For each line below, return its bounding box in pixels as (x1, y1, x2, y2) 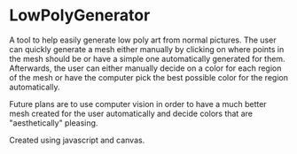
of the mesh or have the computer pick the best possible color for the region (9, 72, 288, 82)
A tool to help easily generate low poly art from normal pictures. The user (9, 35, 277, 45)
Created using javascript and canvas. (9, 135, 145, 145)
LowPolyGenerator (9, 5, 151, 26)
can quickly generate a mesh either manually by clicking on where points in (9, 43, 285, 54)
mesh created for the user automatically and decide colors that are (9, 108, 253, 119)
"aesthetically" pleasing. (9, 117, 98, 128)
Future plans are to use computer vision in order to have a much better (9, 98, 268, 109)
